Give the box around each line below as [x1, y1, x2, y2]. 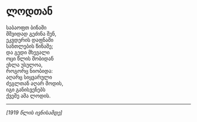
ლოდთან [6, 5, 53, 18]
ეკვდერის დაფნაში [6, 36, 54, 43]
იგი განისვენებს [6, 86, 46, 93]
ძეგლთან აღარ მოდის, [6, 79, 63, 86]
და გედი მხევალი [6, 48, 50, 55]
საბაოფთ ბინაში [6, 24, 47, 31]
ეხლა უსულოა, [6, 61, 43, 68]
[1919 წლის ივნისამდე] [6, 109, 63, 116]
